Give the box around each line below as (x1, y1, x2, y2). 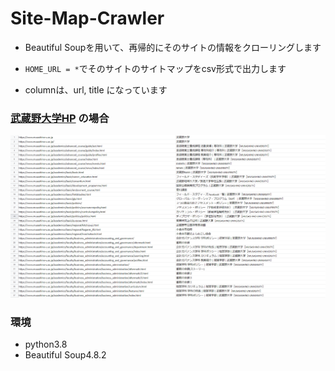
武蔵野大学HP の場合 (10, 111, 110, 125)
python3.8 (24, 338, 68, 350)
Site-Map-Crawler (10, 7, 165, 30)
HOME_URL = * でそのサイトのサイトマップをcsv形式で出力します (24, 62, 287, 74)
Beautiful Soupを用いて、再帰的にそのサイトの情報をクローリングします (24, 41, 322, 53)
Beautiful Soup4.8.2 (24, 348, 107, 361)
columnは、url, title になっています (24, 83, 168, 96)
